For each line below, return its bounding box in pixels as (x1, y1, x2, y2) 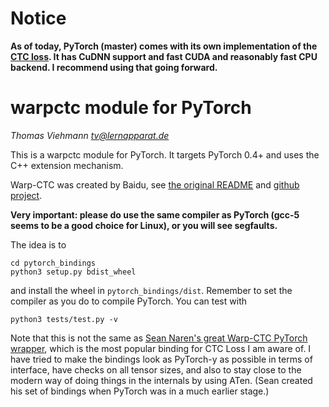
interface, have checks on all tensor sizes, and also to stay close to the (10, 363, 302, 376)
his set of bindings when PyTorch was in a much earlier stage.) (10, 385, 270, 397)
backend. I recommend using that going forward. (10, 61, 218, 73)
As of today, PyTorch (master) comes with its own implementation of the (10, 40, 318, 52)
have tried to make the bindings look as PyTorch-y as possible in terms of (10, 353, 313, 365)
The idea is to (10, 238, 67, 251)
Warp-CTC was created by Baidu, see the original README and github (10, 178, 300, 191)
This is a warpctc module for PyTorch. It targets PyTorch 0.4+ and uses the (10, 148, 320, 161)
